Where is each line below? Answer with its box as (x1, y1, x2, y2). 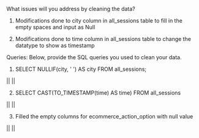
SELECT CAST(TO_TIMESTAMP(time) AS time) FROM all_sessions (15, 89, 181, 96)
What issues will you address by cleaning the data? (6, 5, 136, 12)
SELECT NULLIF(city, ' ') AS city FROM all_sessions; (15, 65, 147, 73)
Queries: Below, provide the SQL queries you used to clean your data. (6, 54, 182, 60)
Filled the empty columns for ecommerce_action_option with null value (15, 113, 193, 120)
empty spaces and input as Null (15, 24, 96, 31)
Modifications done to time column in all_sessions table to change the (15, 35, 192, 42)
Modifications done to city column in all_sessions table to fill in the (15, 17, 182, 24)
